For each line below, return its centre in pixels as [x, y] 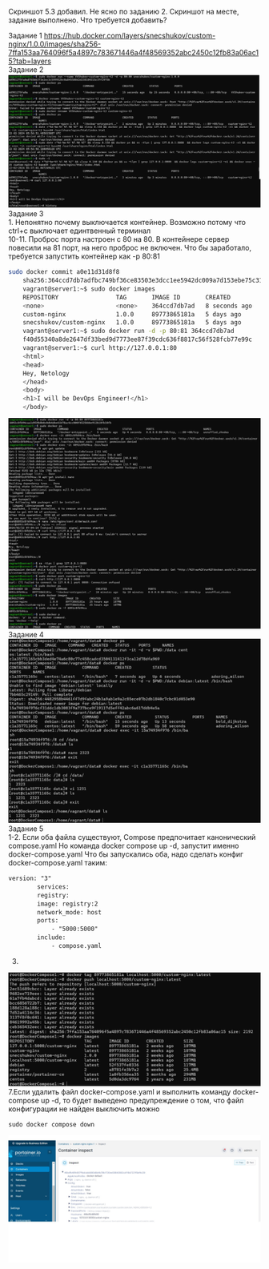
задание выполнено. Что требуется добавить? [88, 20]
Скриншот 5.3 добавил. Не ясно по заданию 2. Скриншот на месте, [124, 12]
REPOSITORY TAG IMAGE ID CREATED [126, 297]
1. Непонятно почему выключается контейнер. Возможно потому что [127, 223]
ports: [48, 921]
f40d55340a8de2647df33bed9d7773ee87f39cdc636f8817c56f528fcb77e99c [137, 339]
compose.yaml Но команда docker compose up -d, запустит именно [124, 846]
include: [52, 938]
